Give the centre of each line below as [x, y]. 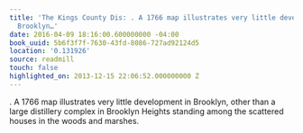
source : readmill [42, 59]
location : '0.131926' [50, 51]
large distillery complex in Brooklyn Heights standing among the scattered [147, 111]
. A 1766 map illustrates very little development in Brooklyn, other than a [142, 102]
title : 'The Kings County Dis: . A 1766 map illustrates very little [143, 18]
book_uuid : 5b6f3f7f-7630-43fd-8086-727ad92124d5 [105, 43]
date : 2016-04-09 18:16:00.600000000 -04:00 [94, 34]
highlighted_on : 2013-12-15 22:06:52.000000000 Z [105, 76]
